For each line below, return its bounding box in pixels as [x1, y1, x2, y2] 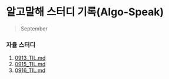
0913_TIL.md [14, 54, 46, 61]
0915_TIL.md [14, 61, 46, 68]
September [20, 25, 48, 32]
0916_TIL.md [14, 67, 46, 74]
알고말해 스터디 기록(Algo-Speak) [6, 5, 164, 19]
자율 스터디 [6, 40, 36, 49]
